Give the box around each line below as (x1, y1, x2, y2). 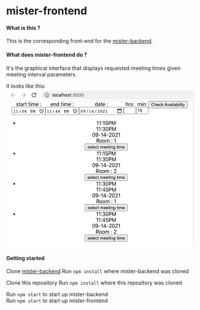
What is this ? (6, 24, 40, 31)
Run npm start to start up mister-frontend (6, 297, 108, 305)
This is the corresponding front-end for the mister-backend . (6, 38, 153, 45)
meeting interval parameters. (6, 70, 77, 78)
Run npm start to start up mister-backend (6, 291, 108, 298)
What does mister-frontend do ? (6, 51, 87, 58)
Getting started (6, 255, 45, 262)
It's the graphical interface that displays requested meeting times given (6, 64, 181, 72)
